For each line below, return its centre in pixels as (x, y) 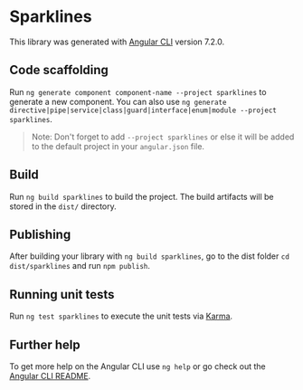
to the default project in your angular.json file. (118, 146)
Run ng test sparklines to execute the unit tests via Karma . (121, 316)
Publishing (40, 234)
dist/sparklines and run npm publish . (80, 266)
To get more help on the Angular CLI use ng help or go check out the (137, 366)
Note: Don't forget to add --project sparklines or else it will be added (163, 137)
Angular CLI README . (50, 376)
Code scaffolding (59, 70)
